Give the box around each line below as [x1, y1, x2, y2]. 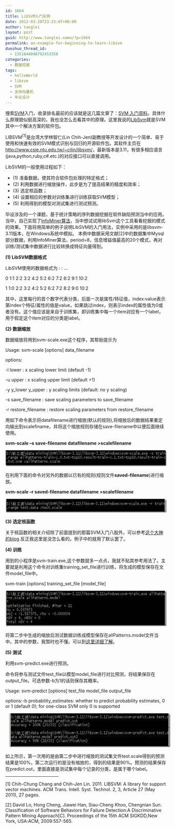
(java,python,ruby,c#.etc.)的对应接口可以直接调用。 [5, 153, 114, 159]
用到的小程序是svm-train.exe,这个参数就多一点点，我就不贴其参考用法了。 [5, 558, 161, 564]
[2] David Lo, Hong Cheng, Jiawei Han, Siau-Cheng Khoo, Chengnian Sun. [5, 802, 162, 808]
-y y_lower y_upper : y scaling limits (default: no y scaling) [5, 387, 127, 393]
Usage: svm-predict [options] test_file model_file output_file [5, 688, 132, 694]
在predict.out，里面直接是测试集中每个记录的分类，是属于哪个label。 [5, 766, 150, 772]
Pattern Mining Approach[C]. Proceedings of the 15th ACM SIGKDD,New [5, 813, 158, 819]
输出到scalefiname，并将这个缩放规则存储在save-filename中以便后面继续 [9, 423, 164, 430]
